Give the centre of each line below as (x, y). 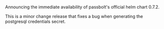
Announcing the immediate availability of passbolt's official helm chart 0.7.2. (82, 7)
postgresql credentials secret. (35, 22)
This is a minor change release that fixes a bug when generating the (74, 16)
